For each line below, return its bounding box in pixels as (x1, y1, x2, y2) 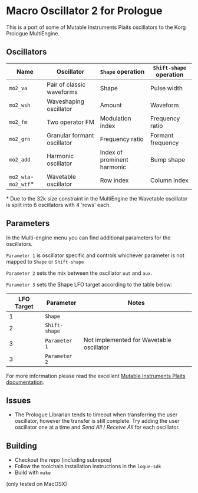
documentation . (6, 379, 45, 386)
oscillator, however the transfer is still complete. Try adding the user (14, 418, 180, 425)
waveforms (47, 87, 78, 96)
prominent (100, 155, 128, 163)
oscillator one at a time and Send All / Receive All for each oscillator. (14, 423, 180, 431)
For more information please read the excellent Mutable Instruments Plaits (6, 372, 186, 379)
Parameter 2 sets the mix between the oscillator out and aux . (6, 269, 152, 277)
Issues (6, 395, 31, 405)
